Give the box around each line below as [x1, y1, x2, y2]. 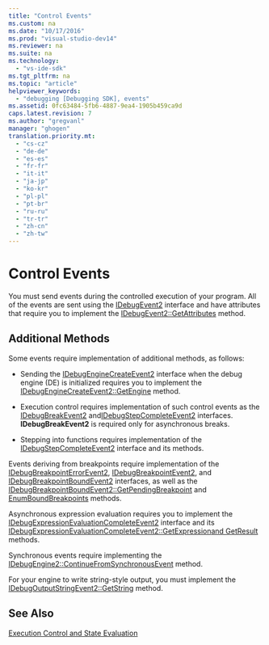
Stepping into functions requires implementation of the [19, 434, 202, 445]
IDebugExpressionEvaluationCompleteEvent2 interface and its [8, 517, 216, 527]
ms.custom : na [8, 19, 57, 27]
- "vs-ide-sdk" [15, 65, 67, 73]
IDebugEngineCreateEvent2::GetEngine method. [19, 386, 181, 396]
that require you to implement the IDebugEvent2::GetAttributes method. [8, 308, 246, 318]
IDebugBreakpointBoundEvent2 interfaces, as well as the [8, 476, 198, 486]
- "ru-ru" [15, 207, 48, 215]
